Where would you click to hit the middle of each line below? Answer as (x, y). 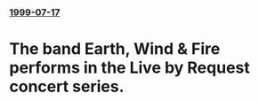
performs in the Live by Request (130, 68)
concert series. (67, 87)
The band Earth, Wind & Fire (115, 49)
